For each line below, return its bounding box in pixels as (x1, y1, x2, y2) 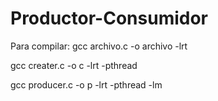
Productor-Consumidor (10, 7, 209, 30)
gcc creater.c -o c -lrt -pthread (10, 59, 138, 71)
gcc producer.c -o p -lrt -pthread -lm (10, 78, 163, 91)
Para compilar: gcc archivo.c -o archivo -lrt (10, 40, 188, 52)
